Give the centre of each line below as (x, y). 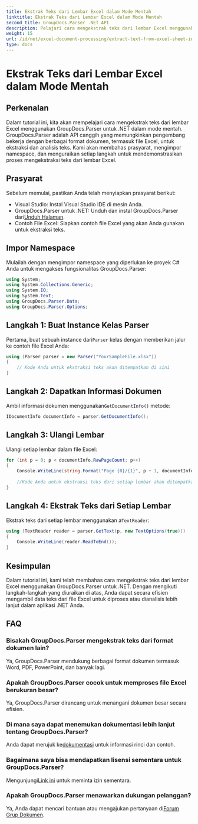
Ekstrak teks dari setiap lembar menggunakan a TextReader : (78, 520)
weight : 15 (19, 34)
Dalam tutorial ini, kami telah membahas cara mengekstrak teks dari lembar (98, 580)
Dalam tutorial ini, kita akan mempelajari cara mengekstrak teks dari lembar (98, 122)
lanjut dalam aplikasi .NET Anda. (45, 605)
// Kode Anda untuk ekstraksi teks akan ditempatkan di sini (93, 368)
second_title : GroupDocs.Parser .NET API (58, 22)
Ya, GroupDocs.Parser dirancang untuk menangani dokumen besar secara (96, 703)
